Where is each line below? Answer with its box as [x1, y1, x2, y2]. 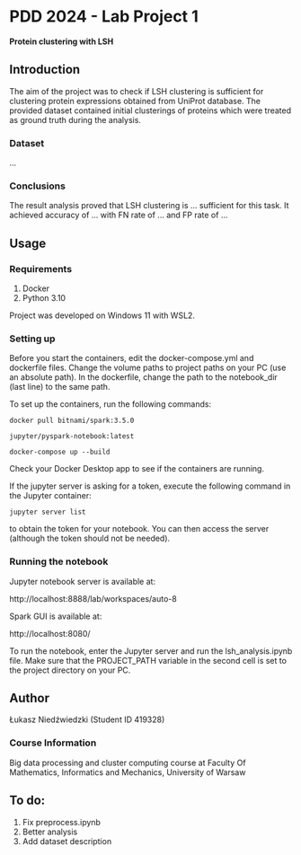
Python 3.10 [22, 293, 66, 304]
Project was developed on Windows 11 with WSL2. [9, 310, 196, 321]
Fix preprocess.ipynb [22, 816, 102, 827]
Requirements [9, 262, 73, 275]
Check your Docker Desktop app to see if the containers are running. [9, 463, 265, 474]
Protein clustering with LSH [9, 36, 114, 47]
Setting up [9, 332, 56, 345]
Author [9, 691, 49, 706]
